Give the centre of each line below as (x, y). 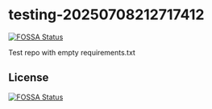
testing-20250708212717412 (106, 15)
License (29, 78)
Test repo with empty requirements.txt (72, 52)
